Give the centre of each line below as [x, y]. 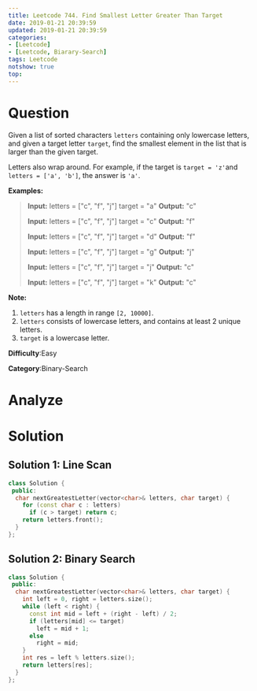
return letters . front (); [63, 520]
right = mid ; [58, 643]
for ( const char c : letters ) [72, 505]
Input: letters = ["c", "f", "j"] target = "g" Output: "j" [111, 251]
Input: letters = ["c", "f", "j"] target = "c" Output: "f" [111, 221]
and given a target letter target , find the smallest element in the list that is [127, 143]
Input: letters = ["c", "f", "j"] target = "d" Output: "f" [111, 236]
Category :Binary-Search [48, 368]
